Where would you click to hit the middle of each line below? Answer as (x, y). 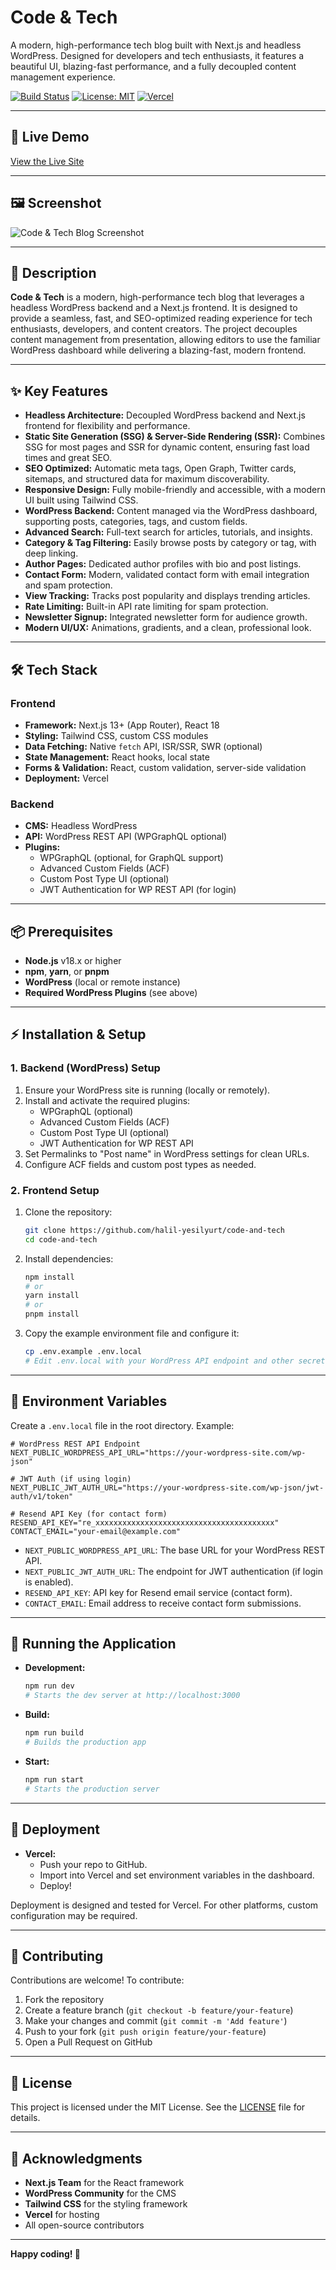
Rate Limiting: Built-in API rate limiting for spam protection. (146, 607)
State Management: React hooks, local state (117, 757)
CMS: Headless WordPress (81, 826)
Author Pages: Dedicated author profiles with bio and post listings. (163, 564)
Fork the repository (64, 2000)
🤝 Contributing (57, 1956)
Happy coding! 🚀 (45, 2253)
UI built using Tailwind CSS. (81, 500)
